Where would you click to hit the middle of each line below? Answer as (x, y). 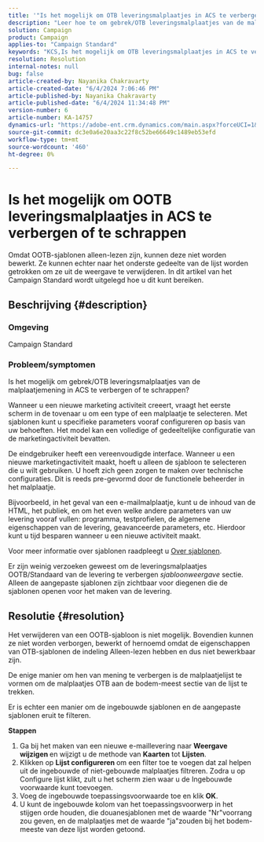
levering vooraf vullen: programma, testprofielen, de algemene (109, 519)
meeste (32, 829)
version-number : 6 (38, 111)
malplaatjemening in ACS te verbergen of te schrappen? (99, 390)
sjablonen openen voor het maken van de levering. (90, 591)
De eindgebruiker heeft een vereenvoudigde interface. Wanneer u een (122, 454)
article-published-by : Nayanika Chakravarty (82, 96)
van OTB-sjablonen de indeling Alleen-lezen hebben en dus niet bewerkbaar (132, 651)
